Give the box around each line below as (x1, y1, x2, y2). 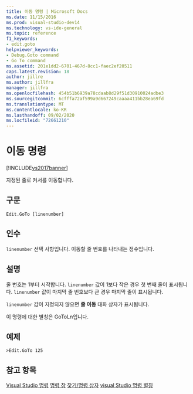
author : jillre (6, 74, 43, 80)
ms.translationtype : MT (6, 101, 65, 107)
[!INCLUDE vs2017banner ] (6, 165, 69, 172)
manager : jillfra (6, 85, 49, 91)
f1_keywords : (6, 36, 38, 42)
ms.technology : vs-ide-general (6, 25, 83, 31)
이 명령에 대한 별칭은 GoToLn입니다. (6, 313, 89, 320)
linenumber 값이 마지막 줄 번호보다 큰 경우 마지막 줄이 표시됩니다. (13, 288, 164, 295)
